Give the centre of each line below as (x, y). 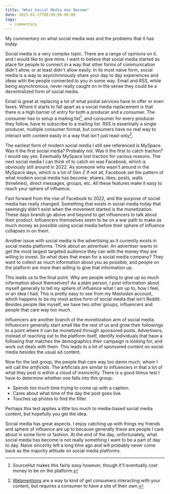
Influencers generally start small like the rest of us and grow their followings (84, 325)
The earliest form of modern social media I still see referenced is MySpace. (83, 145)
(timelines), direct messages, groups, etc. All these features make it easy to (84, 183)
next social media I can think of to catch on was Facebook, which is (76, 161)
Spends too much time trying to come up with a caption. (71, 388)
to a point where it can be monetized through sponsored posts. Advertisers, (84, 330)
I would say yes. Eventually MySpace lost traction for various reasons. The (83, 156)
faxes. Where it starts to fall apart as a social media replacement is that (79, 107)
